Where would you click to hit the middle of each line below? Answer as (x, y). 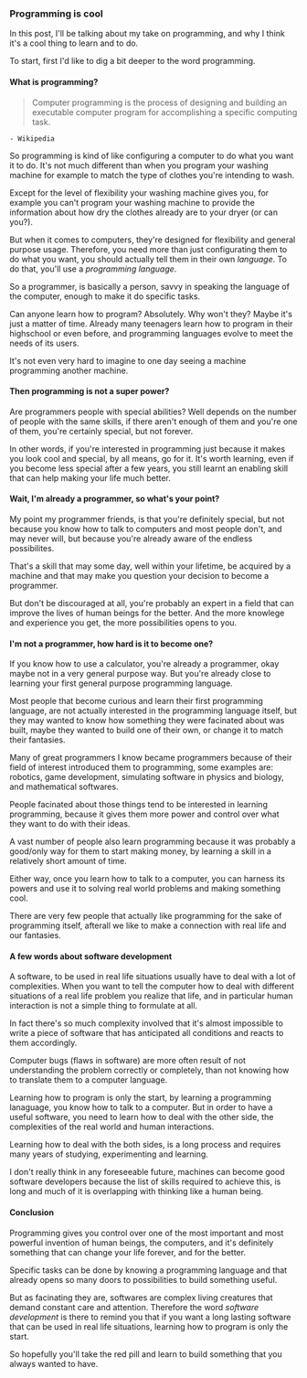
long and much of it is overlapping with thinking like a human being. (137, 1191)
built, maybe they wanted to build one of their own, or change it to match (147, 731)
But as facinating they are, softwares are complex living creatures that (141, 1298)
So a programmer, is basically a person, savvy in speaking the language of (150, 286)
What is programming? (54, 81)
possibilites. (32, 548)
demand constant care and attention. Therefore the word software (134, 1307)
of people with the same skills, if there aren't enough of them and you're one (153, 421)
